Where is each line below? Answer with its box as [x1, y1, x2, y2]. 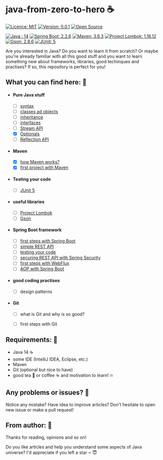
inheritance [20, 114, 43, 120]
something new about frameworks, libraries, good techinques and [5, 58, 139, 64]
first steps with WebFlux [20, 260, 69, 266]
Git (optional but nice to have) [12, 367, 73, 373]
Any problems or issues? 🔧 [5, 388, 89, 397]
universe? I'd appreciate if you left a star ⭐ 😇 [5, 449, 98, 455]
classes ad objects [20, 108, 58, 114]
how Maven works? [20, 159, 60, 165]
